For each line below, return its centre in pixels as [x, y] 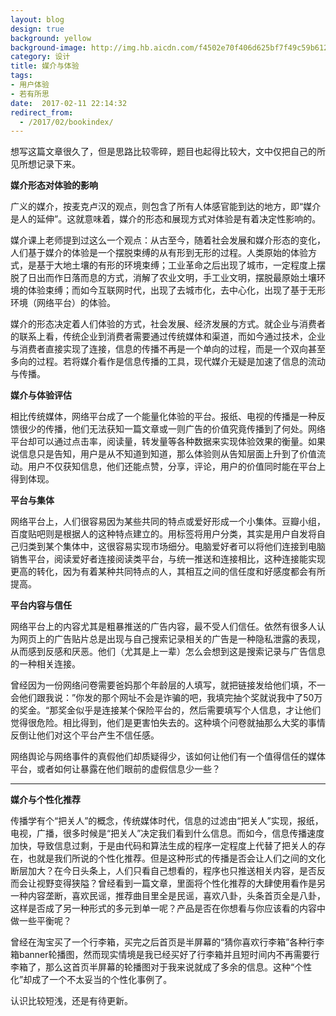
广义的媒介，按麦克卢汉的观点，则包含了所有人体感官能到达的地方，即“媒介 [166, 207]
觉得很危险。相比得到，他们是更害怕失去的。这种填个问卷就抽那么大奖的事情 [168, 723]
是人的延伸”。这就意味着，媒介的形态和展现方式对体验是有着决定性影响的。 [166, 219]
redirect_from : [42, 112]
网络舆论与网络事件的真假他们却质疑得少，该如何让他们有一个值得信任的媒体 [168, 757]
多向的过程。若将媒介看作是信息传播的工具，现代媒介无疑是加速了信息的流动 [168, 362]
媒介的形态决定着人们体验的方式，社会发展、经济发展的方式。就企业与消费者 [168, 324]
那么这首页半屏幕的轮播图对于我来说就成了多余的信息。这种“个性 [178, 967]
